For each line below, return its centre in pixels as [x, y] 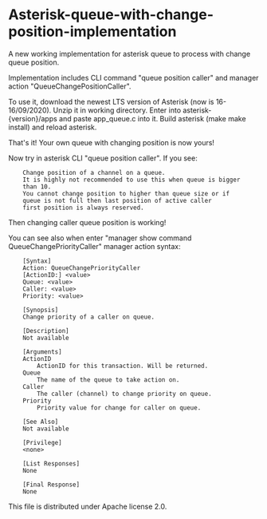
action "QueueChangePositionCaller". [70, 86]
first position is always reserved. [84, 208]
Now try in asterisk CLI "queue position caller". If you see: [103, 158]
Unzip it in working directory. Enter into [117, 110]
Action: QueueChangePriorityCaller [82, 268]
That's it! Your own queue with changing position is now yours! [112, 142]
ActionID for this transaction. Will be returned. [123, 366]
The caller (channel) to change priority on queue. [125, 394]
